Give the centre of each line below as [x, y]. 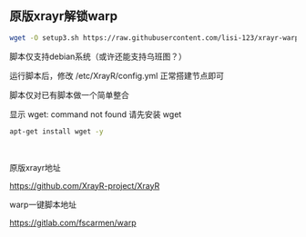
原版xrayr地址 [35, 167]
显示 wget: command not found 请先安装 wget [96, 114]
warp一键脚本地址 [43, 204]
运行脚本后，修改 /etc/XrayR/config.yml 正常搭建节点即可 [117, 75]
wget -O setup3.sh [44, 38]
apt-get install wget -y [56, 131]
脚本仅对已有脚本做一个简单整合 [69, 94]
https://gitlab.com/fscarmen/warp [73, 222]
